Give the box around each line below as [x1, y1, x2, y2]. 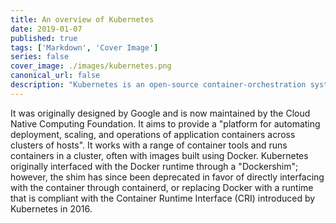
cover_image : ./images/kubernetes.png [10, 61, 172, 71]
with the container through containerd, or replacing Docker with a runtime [10, 181, 314, 193]
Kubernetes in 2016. [10, 202, 93, 215]
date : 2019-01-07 [10, 24, 83, 34]
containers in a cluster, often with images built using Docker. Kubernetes [10, 149, 309, 161]
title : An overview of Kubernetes [10, 14, 155, 25]
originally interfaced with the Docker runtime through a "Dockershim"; [10, 160, 299, 172]
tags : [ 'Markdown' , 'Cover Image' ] [10, 42, 159, 53]
